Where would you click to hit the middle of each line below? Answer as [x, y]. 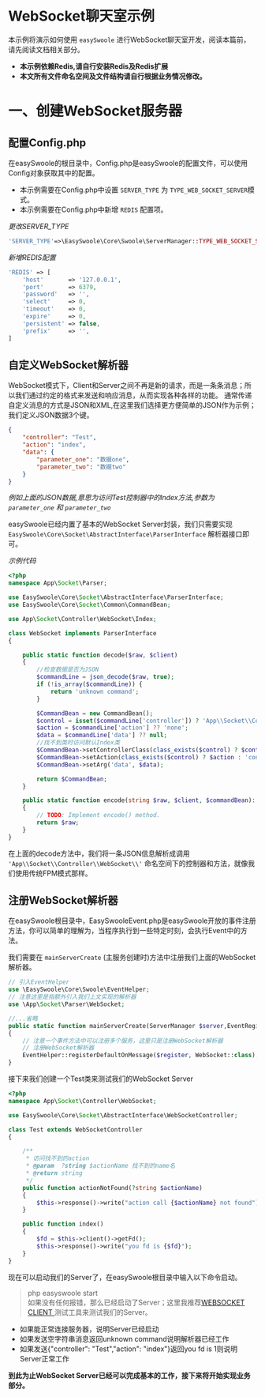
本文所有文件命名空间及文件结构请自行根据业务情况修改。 [113, 76]
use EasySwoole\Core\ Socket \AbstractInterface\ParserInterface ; [116, 597]
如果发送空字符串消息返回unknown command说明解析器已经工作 [124, 1339]
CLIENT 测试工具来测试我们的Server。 [90, 1312]
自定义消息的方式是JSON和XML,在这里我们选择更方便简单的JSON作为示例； [132, 405]
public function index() [63, 1224]
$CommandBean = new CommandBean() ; [95, 713]
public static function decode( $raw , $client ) [100, 655]
